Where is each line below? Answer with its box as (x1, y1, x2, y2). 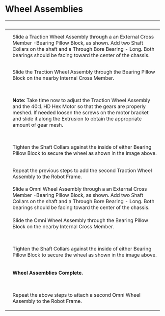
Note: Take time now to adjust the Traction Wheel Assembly (12, 97, 151, 104)
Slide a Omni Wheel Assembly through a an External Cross (12, 185, 147, 192)
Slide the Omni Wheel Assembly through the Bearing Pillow (12, 217, 149, 224)
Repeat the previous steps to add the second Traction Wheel (12, 167, 152, 174)
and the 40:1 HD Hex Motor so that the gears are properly (12, 103, 146, 109)
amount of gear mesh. (12, 121, 63, 128)
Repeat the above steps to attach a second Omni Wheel (12, 291, 141, 298)
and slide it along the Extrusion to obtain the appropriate (12, 115, 142, 122)
